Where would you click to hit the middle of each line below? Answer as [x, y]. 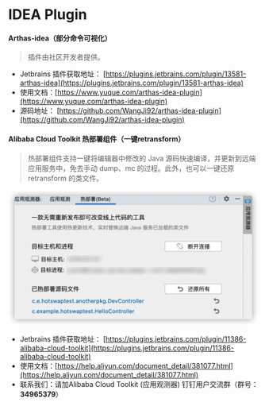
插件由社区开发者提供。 [66, 57]
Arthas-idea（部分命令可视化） [60, 38]
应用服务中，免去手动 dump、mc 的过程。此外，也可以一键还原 [131, 168]
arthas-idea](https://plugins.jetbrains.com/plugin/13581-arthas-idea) [132, 83]
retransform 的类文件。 [65, 178]
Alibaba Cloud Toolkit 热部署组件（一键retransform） [97, 139]
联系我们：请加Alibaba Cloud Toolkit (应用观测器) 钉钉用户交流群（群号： [139, 385]
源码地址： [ [39, 111]
